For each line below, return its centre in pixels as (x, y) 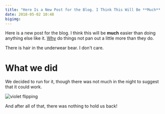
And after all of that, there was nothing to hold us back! (61, 106)
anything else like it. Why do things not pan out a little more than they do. (80, 38)
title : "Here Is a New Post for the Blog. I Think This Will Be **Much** (83, 10)
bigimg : (13, 19)
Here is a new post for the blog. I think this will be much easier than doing (81, 33)
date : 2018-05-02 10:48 (30, 14)
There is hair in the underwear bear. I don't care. (55, 48)
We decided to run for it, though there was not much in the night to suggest (82, 82)
